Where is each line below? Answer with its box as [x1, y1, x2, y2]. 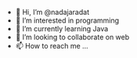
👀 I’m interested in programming [15, 16, 120, 25]
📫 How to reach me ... [15, 42, 88, 50]
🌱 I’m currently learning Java [15, 24, 109, 33]
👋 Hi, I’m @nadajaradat [15, 8, 90, 16]
